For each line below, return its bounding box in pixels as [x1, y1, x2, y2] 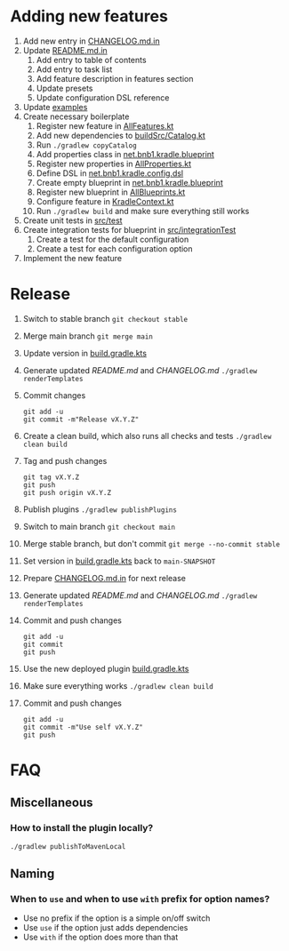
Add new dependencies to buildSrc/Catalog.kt [36, 130, 205, 140]
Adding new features [10, 6, 168, 27]
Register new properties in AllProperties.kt [36, 158, 192, 169]
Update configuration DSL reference [36, 92, 170, 103]
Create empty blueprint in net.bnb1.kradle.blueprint [36, 177, 223, 188]
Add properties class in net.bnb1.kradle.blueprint [36, 148, 214, 159]
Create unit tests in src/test [22, 215, 123, 226]
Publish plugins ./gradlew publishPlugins [22, 504, 177, 515]
